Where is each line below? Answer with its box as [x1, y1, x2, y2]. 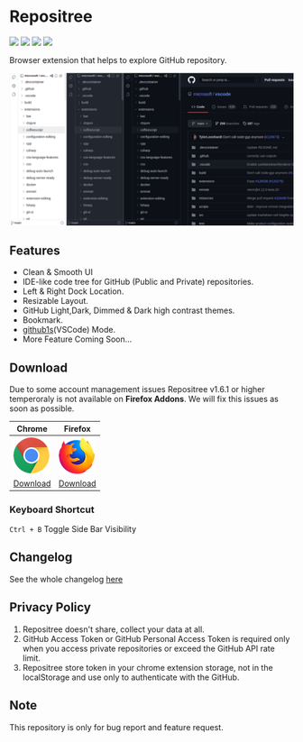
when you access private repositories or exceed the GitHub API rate [22, 643, 275, 654]
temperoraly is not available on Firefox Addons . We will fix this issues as [9, 394, 280, 405]
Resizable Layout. [22, 296, 88, 307]
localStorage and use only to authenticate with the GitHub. [22, 672, 240, 682]
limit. [22, 652, 41, 664]
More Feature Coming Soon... [22, 334, 133, 344]
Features [9, 243, 60, 259]
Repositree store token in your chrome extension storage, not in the [22, 662, 273, 673]
